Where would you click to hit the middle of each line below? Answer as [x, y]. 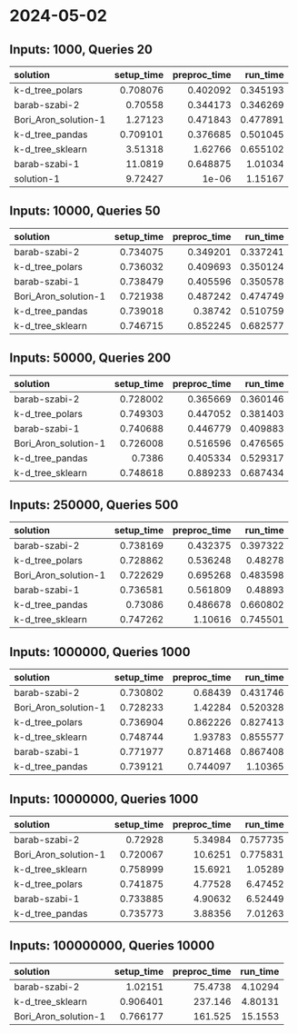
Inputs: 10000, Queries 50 [85, 211]
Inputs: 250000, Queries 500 [94, 505]
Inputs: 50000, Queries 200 [90, 358]
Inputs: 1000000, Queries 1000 [100, 652]
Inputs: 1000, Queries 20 [81, 50]
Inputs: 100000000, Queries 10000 [112, 946]
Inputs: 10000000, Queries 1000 [104, 799]
